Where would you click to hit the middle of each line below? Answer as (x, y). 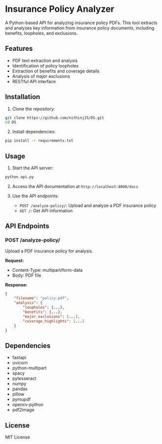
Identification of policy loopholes (45, 65)
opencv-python (28, 405)
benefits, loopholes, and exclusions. (41, 33)
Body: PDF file (27, 275)
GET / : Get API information (46, 211)
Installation (23, 97)
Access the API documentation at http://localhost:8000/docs (75, 186)
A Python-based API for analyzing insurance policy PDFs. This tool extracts (81, 23)
